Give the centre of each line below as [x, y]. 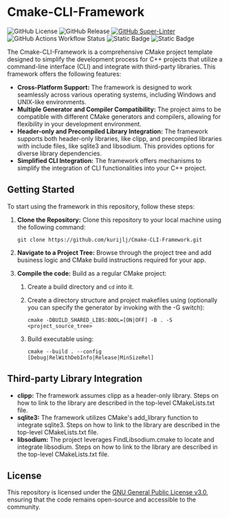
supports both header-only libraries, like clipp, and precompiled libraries [119, 138]
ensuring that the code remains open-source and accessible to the [101, 500]
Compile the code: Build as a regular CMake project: [92, 273]
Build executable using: [61, 338]
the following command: [51, 227]
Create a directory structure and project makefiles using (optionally [122, 300]
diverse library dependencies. [59, 153]
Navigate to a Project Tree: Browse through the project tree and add [114, 252]
